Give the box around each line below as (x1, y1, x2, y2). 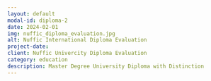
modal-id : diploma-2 (7, 17, 69, 24)
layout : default (7, 10, 55, 18)
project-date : (7, 43, 50, 50)
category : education (7, 56, 69, 63)
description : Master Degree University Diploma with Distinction (7, 63, 204, 70)
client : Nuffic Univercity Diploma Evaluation (7, 50, 147, 57)
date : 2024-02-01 (7, 23, 59, 30)
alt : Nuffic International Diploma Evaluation (7, 37, 147, 44)
